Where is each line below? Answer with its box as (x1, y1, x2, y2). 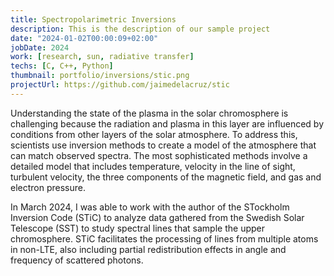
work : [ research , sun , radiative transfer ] (10, 52, 195, 62)
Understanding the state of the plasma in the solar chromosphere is (10, 107, 289, 119)
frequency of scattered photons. (10, 254, 144, 266)
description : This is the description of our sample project (10, 24, 271, 34)
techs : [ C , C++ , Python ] (10, 61, 114, 71)
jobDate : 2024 (10, 42, 70, 53)
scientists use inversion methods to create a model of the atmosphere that (10, 139, 317, 151)
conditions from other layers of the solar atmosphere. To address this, (10, 128, 298, 140)
